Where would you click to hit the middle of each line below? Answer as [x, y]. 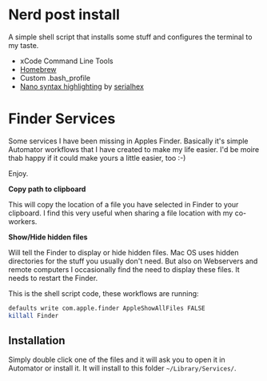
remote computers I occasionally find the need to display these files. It [124, 269]
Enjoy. [18, 173]
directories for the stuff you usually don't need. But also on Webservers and [133, 261]
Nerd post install [64, 15]
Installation [37, 341]
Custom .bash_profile [55, 78]
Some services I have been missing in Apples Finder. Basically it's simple [129, 141]
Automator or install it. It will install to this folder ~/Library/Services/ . [123, 368]
